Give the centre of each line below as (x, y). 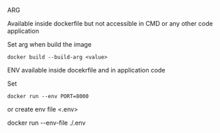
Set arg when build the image (50, 44)
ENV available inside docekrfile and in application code (86, 70)
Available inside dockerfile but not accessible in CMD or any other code (110, 23)
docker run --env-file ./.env (46, 123)
